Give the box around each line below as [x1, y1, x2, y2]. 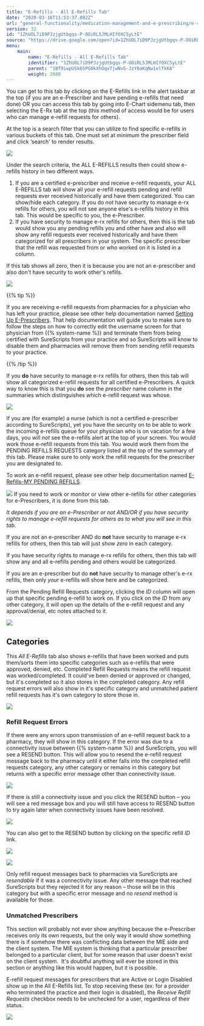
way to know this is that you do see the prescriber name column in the [6, 385, 182, 392]
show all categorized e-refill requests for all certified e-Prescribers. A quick [6, 379, 195, 386]
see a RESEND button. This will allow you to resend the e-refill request [6, 751, 182, 758]
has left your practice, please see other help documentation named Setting [6, 310, 194, 318]
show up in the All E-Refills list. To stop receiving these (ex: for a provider [6, 982, 190, 990]
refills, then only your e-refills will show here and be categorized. [6, 576, 169, 583]
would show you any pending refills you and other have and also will [15, 225, 186, 232]
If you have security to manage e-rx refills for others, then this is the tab [15, 218, 195, 225]
